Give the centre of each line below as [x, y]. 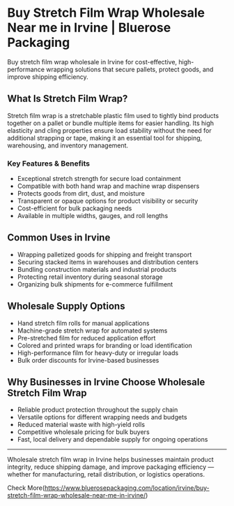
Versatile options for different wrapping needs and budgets [102, 417]
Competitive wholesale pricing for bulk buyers [83, 432]
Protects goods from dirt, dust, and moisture [81, 194]
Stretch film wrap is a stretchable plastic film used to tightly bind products [113, 115]
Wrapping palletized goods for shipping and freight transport [104, 254]
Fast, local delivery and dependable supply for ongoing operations [112, 440]
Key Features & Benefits [49, 164]
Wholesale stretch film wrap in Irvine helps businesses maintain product [110, 460]
